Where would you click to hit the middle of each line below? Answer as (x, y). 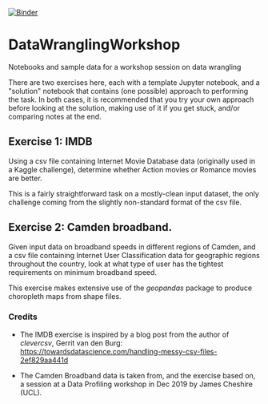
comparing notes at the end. (55, 116)
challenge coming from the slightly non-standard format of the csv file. (125, 202)
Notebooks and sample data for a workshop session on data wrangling (125, 67)
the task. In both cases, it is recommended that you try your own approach (131, 99)
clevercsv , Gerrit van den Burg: (71, 343)
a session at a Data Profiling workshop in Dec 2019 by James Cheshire (136, 384)
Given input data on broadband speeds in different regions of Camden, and (132, 246)
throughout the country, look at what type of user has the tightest (116, 264)
